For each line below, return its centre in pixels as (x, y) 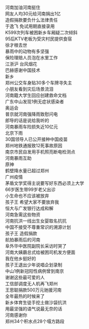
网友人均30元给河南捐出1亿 (33, 14)
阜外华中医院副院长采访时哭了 (36, 246)
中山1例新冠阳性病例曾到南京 (34, 271)
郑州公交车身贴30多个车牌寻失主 (39, 83)
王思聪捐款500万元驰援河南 (33, 290)
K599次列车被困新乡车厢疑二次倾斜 (41, 32)
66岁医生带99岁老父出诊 (30, 189)
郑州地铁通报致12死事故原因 (34, 145)
